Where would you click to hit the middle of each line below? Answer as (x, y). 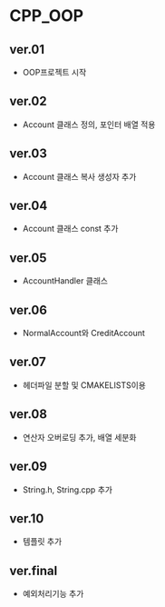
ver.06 (29, 310)
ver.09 (29, 467)
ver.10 (27, 518)
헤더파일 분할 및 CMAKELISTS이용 (84, 385)
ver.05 (28, 258)
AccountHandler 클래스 (65, 281)
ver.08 (29, 414)
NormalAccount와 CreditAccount (83, 333)
